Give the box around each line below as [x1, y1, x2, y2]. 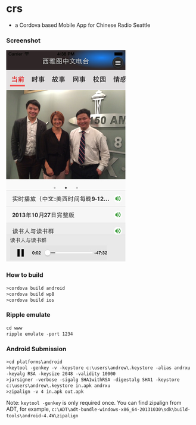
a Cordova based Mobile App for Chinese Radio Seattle [14, 21, 151, 29]
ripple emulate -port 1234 [6, 331, 73, 337]
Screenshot [6, 36, 41, 45]
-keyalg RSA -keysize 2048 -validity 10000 [6, 371, 116, 377]
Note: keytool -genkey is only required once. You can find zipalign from [6, 399, 182, 407]
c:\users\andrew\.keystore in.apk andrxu [6, 383, 111, 389]
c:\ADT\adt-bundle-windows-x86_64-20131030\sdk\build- [51, 407, 191, 412]
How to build [6, 271, 43, 279]
